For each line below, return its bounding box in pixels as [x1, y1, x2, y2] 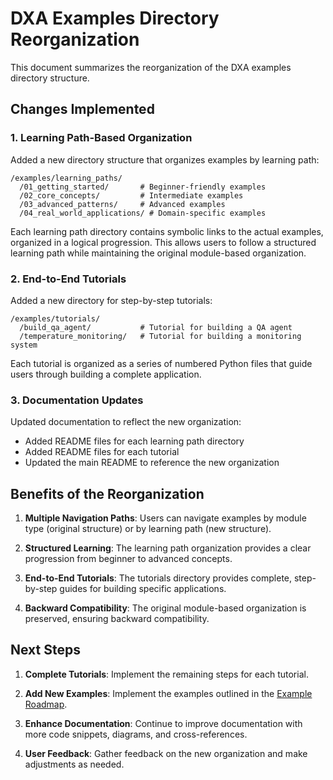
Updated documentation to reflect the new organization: [10, 416, 242, 428]
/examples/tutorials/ [10, 313, 101, 324]
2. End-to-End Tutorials [10, 272, 127, 286]
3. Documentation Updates [10, 393, 144, 407]
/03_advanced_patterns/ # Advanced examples [19, 199, 226, 209]
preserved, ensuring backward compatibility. [24, 613, 210, 625]
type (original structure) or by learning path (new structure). [24, 523, 272, 535]
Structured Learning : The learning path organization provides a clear [24, 542, 312, 554]
